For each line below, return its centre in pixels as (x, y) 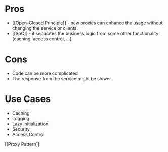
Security (21, 129)
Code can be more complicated (45, 73)
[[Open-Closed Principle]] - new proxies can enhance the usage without (87, 23)
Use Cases (28, 99)
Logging (21, 118)
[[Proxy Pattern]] (22, 144)
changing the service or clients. (45, 28)
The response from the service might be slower (61, 78)
